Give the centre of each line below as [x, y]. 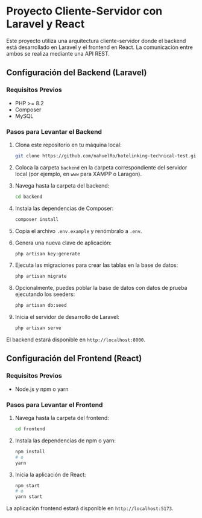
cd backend [29, 197]
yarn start [29, 497]
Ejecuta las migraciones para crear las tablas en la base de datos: [96, 265]
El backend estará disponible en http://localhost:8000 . [76, 339]
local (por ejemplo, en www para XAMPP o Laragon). [78, 174]
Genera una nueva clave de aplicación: [63, 243]
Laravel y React [46, 24]
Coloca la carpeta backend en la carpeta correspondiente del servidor [101, 167]
